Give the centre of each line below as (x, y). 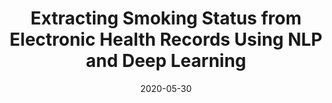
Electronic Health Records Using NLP (166, 39)
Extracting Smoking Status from (166, 18)
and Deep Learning (166, 61)
